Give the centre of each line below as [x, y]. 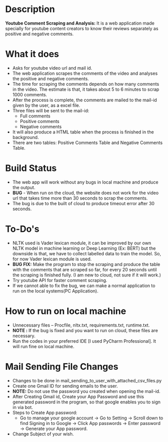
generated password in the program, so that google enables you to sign [87, 402]
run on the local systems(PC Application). [55, 291]
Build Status [31, 168]
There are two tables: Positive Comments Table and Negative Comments [88, 142]
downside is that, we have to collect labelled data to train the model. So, [87, 253]
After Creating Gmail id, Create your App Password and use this [78, 396]
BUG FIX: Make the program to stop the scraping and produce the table [86, 264]
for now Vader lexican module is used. [52, 259]
